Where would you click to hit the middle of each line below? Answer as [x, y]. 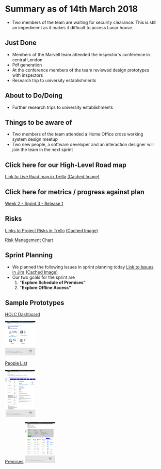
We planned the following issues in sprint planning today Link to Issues [83, 267]
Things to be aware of [39, 122]
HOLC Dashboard [23, 315]
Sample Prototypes [35, 303]
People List [16, 363]
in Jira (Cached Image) [35, 272]
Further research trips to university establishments [62, 107]
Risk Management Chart [29, 240]
